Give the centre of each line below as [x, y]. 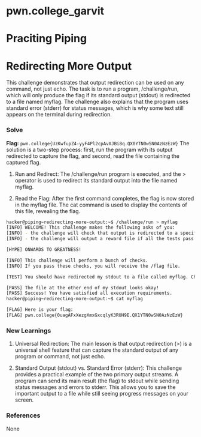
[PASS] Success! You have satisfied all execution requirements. [89, 293]
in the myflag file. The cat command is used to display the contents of [101, 205]
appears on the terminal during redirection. [59, 115]
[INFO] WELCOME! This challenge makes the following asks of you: [91, 228]
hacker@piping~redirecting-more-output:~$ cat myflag [75, 299]
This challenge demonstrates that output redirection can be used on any [95, 83]
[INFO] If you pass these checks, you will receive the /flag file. [93, 266]
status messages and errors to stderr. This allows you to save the [95, 387]
